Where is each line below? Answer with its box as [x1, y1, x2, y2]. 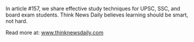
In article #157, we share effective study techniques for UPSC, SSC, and [5, 5, 180, 12]
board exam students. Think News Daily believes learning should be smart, [5, 11, 189, 18]
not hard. [5, 18, 28, 24]
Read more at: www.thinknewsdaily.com [5, 29, 104, 36]
